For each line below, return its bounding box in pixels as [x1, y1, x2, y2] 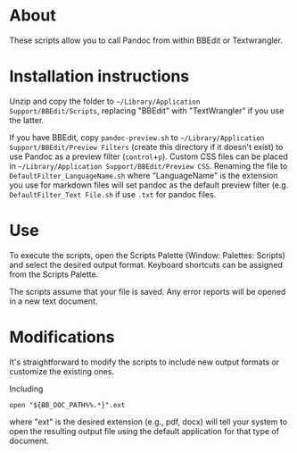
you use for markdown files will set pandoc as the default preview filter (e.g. [9, 180, 289, 190]
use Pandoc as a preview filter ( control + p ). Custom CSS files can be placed [9, 151, 288, 162]
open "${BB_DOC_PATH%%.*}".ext [9, 400, 126, 409]
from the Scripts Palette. [9, 269, 99, 280]
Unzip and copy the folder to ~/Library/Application [9, 96, 201, 106]
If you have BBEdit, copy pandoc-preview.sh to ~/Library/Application [9, 131, 265, 143]
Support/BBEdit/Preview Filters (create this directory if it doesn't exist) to [9, 141, 284, 152]
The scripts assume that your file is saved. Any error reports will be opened [9, 286, 286, 297]
